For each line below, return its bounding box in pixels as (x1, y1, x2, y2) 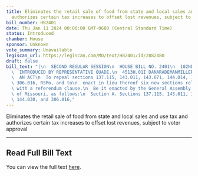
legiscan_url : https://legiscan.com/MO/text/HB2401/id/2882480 (6, 53, 165, 58)
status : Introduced (6, 31, 54, 37)
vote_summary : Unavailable (6, 47, 72, 53)
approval (6, 125, 28, 132)
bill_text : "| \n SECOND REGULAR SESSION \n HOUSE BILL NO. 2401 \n (6, 63, 176, 70)
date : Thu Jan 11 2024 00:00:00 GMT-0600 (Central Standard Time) (6, 25, 173, 31)
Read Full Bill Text (6, 148, 72, 158)
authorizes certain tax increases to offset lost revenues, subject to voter (6, 119, 181, 126)
